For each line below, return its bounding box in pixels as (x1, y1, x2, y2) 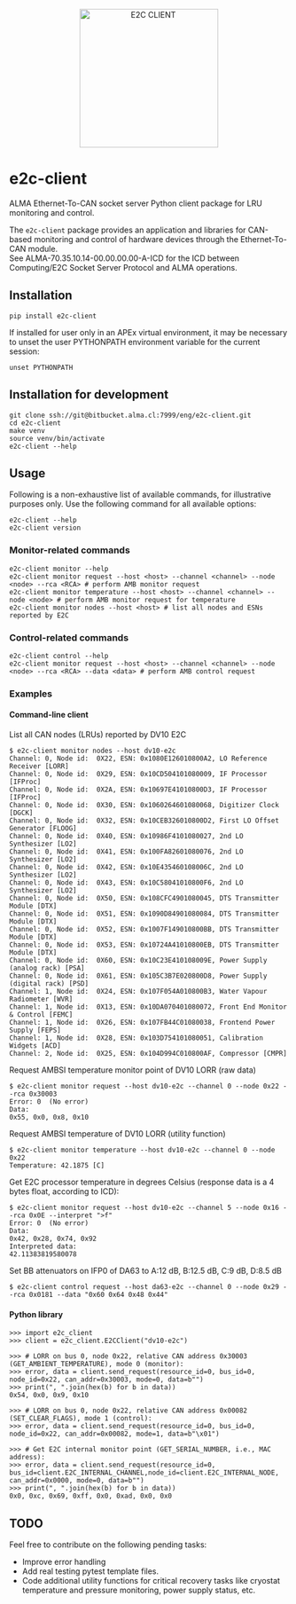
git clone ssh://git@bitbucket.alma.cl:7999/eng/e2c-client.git (9, 411, 252, 420)
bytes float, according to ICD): (9, 1186, 120, 1197)
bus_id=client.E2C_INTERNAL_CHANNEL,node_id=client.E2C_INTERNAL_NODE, (9, 1468, 279, 1477)
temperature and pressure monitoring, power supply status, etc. (21, 1584, 256, 1596)
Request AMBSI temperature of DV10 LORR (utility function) (9, 1128, 226, 1139)
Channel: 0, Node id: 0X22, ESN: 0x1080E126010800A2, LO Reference (9, 754, 268, 763)
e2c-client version (9, 523, 82, 532)
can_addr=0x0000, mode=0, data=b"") (9, 1476, 144, 1485)
